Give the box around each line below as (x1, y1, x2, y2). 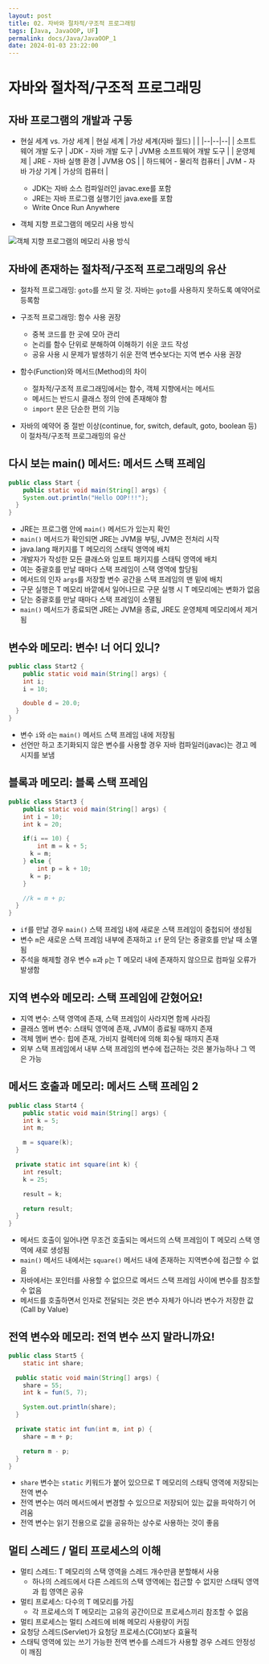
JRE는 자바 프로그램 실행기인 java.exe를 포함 (31, 194, 173, 204)
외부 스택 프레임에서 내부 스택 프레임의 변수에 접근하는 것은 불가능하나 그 (19, 1043, 247, 1053)
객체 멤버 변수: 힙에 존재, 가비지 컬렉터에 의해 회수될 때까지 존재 (19, 1034, 219, 1043)
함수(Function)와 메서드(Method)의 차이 (19, 366, 147, 376)
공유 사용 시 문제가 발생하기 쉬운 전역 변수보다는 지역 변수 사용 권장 (31, 349, 243, 359)
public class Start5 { (8, 1352, 84, 1360)
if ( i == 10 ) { (22, 835, 70, 843)
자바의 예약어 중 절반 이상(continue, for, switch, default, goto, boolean (19, 420, 247, 431)
